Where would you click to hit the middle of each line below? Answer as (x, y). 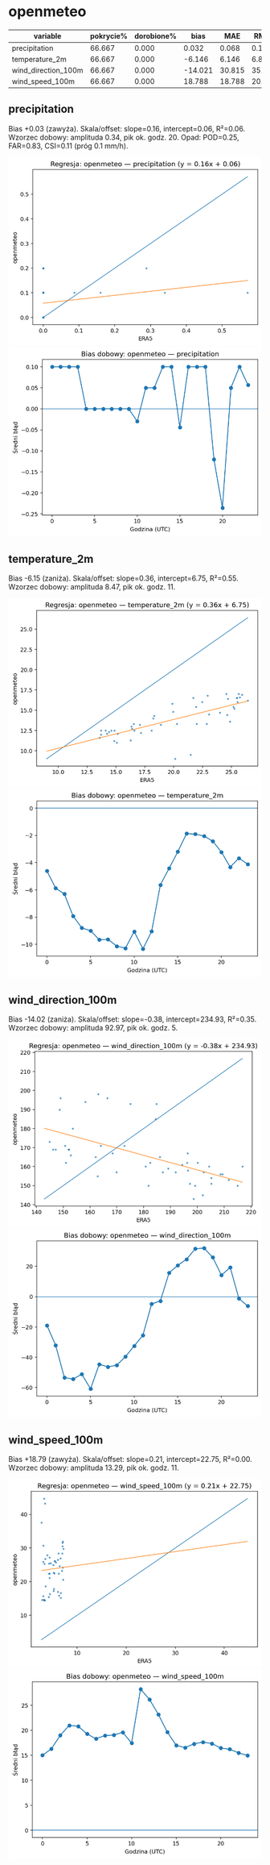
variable (47, 36)
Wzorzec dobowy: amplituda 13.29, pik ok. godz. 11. (94, 1468)
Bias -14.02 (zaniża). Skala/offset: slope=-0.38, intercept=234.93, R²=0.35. (133, 1019)
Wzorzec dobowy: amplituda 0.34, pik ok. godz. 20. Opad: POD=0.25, (124, 137)
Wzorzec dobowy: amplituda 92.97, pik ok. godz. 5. (93, 1028)
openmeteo (47, 12)
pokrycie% (108, 36)
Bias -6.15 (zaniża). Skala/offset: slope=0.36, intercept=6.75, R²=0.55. (123, 578)
